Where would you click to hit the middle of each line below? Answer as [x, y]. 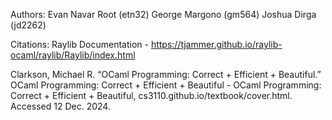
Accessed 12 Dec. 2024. [60, 106]
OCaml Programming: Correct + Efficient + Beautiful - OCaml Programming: [166, 85]
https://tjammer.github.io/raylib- [216, 44]
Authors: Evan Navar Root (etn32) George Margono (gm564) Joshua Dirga [163, 14]
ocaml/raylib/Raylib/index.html [73, 55]
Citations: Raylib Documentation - [79, 44]
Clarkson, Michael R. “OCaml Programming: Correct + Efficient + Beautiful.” [166, 74]
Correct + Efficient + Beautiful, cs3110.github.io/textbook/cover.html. [151, 95]
